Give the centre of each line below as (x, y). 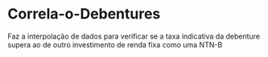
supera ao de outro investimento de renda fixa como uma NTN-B (115, 44)
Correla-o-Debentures (84, 14)
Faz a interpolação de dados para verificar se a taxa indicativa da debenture (134, 36)
